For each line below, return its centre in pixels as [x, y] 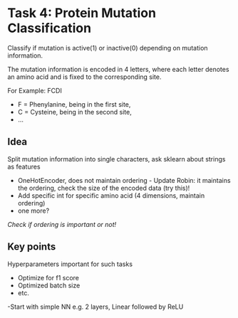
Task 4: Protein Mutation [82, 13]
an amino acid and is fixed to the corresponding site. [84, 77]
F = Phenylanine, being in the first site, [74, 104]
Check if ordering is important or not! [62, 224]
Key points [32, 247]
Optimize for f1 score [48, 277]
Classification [49, 28]
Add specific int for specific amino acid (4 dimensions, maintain [111, 195]
